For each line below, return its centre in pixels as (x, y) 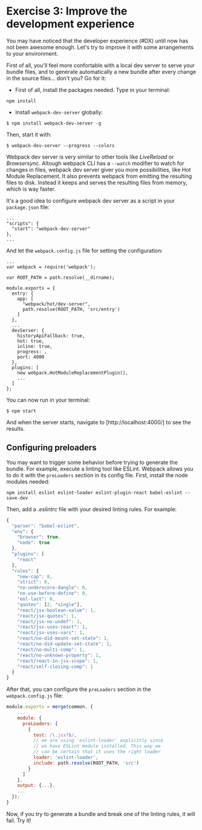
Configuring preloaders (51, 448)
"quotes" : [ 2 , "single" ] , (50, 604)
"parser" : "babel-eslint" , (46, 526)
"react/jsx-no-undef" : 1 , (50, 621)
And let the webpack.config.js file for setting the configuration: (85, 250)
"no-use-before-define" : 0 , (52, 593)
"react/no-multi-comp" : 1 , (51, 649)
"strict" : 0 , (34, 582)
